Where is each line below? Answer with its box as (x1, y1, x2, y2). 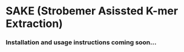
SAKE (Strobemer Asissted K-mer (5, 4, 179, 18)
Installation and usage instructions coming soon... (5, 38, 157, 47)
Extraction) (5, 17, 63, 30)
